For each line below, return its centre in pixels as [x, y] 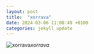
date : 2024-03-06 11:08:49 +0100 [47, 23]
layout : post [22, 12]
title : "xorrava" [29, 17]
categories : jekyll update [39, 28]
